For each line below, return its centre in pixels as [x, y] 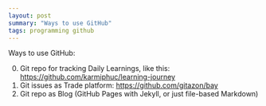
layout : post [30, 16]
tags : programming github [51, 30]
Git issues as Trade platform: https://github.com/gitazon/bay [119, 85]
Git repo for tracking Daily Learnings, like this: [95, 69]
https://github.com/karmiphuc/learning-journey [98, 77]
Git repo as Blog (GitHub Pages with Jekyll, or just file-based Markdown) [139, 94]
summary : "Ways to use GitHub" [60, 23]
